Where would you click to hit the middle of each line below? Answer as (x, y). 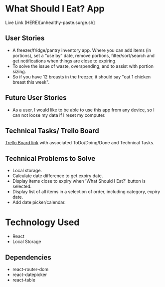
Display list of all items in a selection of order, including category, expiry (86, 192)
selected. (22, 186)
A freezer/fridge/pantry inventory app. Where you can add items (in (82, 50)
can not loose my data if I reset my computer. (59, 115)
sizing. (19, 71)
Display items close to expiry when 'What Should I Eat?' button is (79, 181)
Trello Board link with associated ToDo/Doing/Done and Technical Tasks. (80, 143)
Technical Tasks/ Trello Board (52, 131)
